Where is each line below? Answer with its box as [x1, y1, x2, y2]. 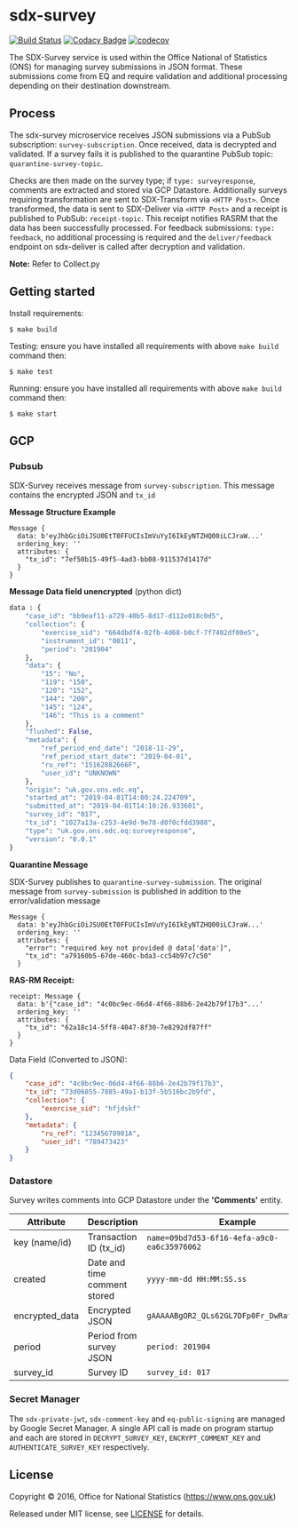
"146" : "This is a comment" [41, 711, 145, 720]
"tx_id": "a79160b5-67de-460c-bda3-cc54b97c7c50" [25, 951, 213, 960]
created [13, 1273, 46, 1285]
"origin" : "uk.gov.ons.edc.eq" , [25, 785, 145, 794]
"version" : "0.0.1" [25, 834, 98, 844]
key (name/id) [13, 1237, 73, 1249]
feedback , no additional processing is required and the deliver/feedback [9, 232, 272, 243]
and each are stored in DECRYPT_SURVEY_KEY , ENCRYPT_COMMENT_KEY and [9, 1432, 262, 1443]
